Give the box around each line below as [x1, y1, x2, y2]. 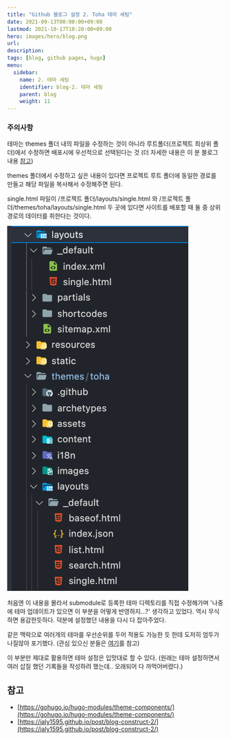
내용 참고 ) [7, 157, 34, 165]
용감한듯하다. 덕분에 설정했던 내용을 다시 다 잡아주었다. [19, 616, 167, 625]
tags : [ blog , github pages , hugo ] [7, 55, 106, 62]
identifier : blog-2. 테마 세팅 [19, 83, 103, 91]
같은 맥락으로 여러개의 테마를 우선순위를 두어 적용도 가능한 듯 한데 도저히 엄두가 [7, 631, 220, 639]
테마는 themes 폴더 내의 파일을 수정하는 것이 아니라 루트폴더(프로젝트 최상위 [7, 139, 211, 148]
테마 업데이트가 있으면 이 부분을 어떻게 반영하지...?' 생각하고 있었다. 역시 [14, 607, 207, 616]
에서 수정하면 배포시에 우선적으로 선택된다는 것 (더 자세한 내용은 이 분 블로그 [14, 148, 218, 157]
